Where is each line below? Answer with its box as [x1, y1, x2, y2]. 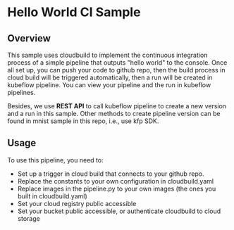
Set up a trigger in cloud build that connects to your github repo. [17, 170, 204, 178]
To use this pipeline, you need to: [7, 155, 104, 164]
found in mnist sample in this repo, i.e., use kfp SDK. [7, 117, 159, 125]
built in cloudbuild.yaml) [17, 191, 88, 200]
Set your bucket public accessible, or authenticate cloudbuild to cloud [17, 207, 221, 215]
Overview [7, 32, 51, 44]
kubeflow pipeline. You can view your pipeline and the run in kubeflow [7, 81, 211, 89]
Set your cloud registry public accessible [17, 199, 137, 207]
